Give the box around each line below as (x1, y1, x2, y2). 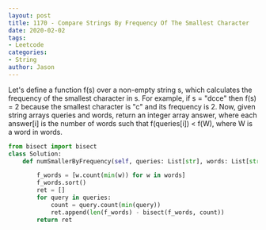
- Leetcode (8, 41, 44, 49)
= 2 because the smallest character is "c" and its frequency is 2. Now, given (8, 102, 256, 111)
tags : (8, 33, 26, 42)
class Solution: (8, 150, 62, 158)
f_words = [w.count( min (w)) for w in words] (36, 171, 186, 179)
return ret (36, 216, 73, 224)
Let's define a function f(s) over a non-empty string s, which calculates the (8, 85, 253, 94)
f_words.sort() (36, 179, 87, 187)
